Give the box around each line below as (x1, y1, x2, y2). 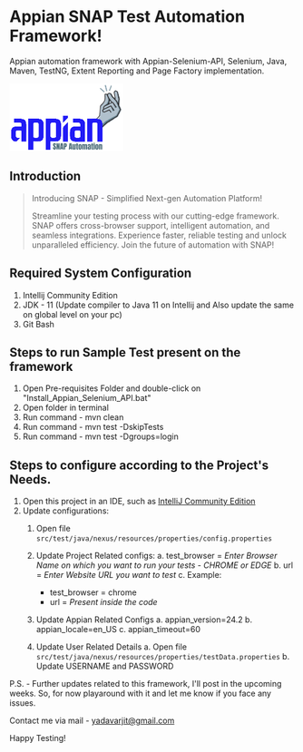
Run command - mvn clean (22, 412, 124, 423)
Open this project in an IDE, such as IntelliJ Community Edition (22, 496, 256, 507)
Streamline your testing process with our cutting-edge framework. (31, 210, 279, 221)
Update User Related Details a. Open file (35, 641, 188, 652)
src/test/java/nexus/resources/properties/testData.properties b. (35, 651, 290, 662)
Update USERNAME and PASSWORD (35, 660, 174, 672)
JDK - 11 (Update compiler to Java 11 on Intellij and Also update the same (22, 299, 295, 310)
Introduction (9, 169, 82, 184)
